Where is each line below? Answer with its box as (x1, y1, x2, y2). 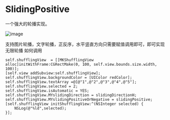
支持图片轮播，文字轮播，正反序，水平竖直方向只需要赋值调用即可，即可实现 (5, 41, 165, 47)
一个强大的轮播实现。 (5, 21, 50, 27)
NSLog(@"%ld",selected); (14, 105, 67, 111)
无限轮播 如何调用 (5, 47, 42, 53)
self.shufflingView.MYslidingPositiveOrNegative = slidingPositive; (5, 97, 153, 102)
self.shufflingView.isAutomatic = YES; (5, 88, 90, 93)
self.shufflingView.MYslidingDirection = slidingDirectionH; (5, 92, 137, 97)
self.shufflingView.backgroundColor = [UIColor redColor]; (5, 75, 133, 80)
